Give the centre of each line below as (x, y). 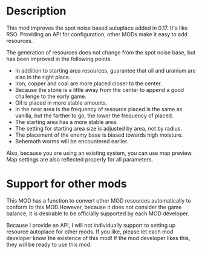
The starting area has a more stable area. (66, 122)
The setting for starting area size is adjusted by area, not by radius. (99, 128)
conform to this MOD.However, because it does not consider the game (94, 207)
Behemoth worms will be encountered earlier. (72, 141)
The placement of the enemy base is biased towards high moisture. (99, 135)
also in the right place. (43, 77)
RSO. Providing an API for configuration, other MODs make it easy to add (97, 34)
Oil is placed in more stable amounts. (61, 103)
